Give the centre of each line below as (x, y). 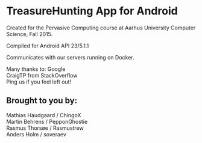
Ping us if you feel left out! (39, 82)
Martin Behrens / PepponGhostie (47, 121)
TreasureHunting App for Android (92, 11)
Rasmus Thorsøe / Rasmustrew (45, 128)
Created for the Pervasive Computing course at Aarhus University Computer (101, 28)
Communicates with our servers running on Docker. (70, 57)
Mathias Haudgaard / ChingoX (44, 115)
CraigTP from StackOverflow (42, 75)
